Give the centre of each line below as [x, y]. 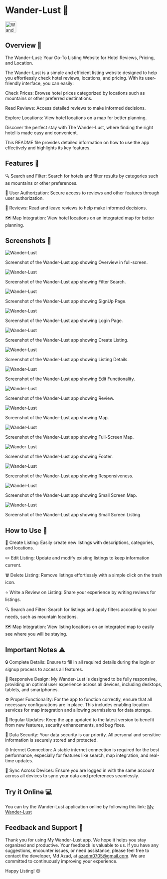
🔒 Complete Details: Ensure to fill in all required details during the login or [80, 662]
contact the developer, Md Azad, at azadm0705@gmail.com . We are [75, 855]
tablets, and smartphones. [32, 690]
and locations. [20, 548]
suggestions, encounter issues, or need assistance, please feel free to [77, 850]
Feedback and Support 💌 [44, 828]
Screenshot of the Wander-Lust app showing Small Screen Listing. [74, 515]
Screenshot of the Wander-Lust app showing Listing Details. [67, 360]
